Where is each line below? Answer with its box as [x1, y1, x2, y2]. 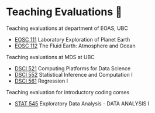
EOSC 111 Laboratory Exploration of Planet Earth [14, 36, 130, 43]
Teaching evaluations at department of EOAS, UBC [6, 25, 129, 32]
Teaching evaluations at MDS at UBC [6, 53, 95, 60]
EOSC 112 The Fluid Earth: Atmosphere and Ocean [14, 42, 136, 49]
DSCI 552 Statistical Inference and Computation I [14, 71, 133, 78]
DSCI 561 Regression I [14, 77, 68, 84]
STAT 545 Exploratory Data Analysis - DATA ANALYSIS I [14, 100, 150, 107]
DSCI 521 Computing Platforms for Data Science [14, 64, 131, 72]
